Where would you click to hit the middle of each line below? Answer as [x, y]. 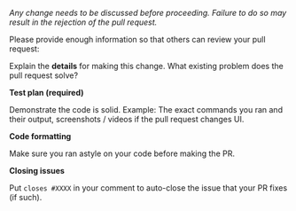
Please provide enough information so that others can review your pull [137, 39]
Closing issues [37, 171]
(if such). [26, 197]
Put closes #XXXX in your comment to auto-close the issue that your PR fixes [148, 188]
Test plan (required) [47, 93]
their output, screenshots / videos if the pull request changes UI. [127, 119]
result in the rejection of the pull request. [83, 22]
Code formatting [40, 136]
